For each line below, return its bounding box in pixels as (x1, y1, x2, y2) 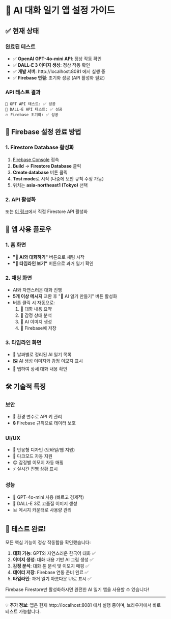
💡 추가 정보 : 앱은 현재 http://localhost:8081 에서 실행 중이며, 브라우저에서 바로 (5, 602, 161, 608)
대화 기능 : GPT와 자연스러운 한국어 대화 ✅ (12, 550, 96, 556)
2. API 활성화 (5, 196, 36, 203)
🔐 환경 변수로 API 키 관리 (12, 414, 63, 420)
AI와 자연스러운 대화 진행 (12, 287, 62, 293)
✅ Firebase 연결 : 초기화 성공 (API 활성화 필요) (12, 74, 105, 80)
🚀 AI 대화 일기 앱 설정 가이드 (5, 5, 116, 16)
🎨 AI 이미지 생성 (20, 319, 52, 325)
